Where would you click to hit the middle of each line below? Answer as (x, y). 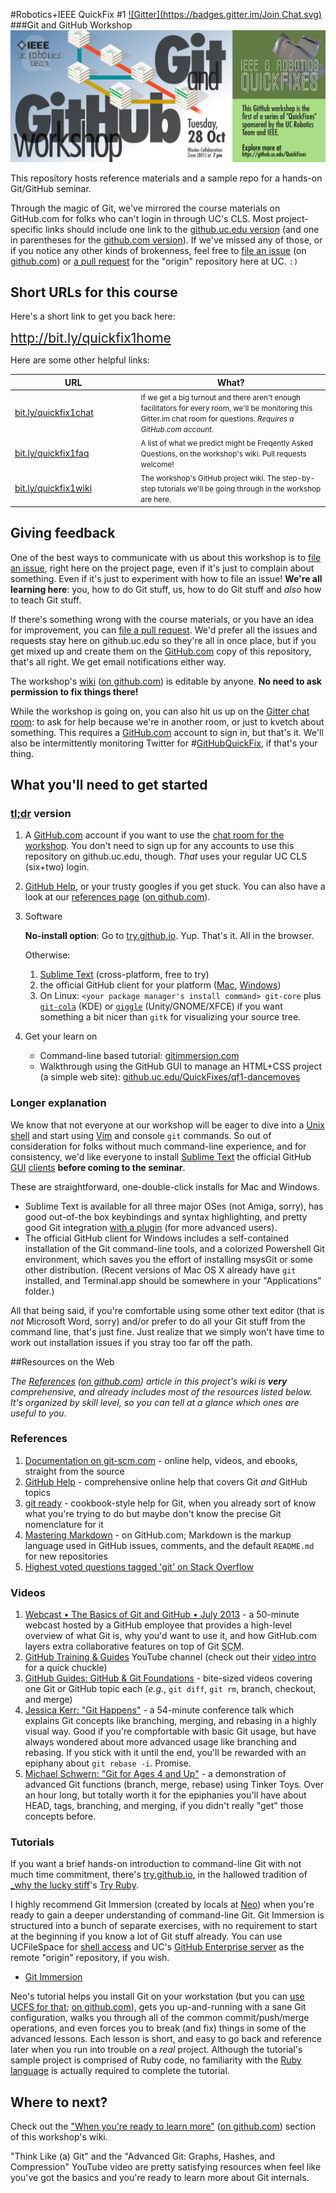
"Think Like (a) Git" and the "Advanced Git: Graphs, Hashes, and (143, 2156)
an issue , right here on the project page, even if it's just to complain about (162, 568)
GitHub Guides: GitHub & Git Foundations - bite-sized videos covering (168, 1678)
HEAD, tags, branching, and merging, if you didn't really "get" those (164, 1806)
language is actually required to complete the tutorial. (120, 2071)
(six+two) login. (57, 867)
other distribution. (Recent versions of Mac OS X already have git (160, 1270)
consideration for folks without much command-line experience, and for (158, 1146)
